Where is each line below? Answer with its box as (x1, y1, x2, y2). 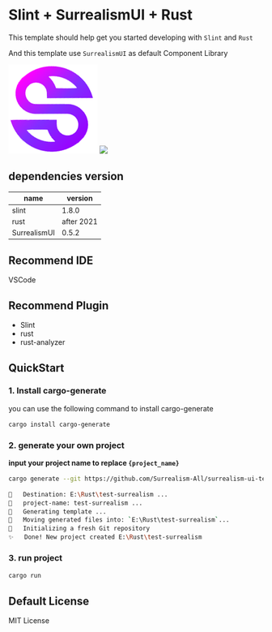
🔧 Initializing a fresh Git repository (8, 525, 151, 533)
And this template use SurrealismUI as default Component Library (8, 48, 228, 58)
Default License (8, 594, 90, 608)
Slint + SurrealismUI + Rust (8, 6, 193, 24)
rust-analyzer (19, 337, 66, 347)
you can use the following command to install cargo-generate (8, 403, 214, 413)
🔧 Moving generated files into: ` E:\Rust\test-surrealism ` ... (8, 516, 230, 524)
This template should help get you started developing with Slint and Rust (8, 32, 253, 42)
